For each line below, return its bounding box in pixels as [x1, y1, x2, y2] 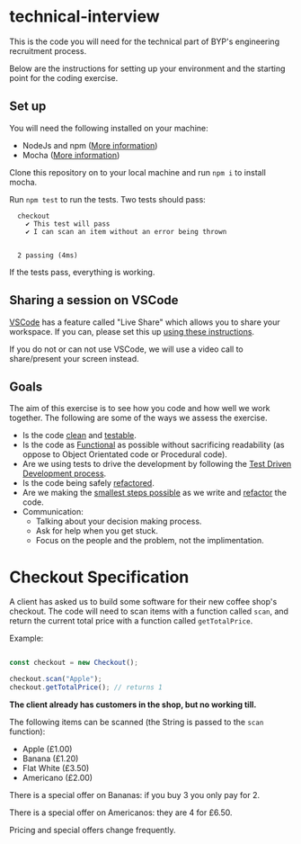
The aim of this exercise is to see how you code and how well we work [9, 403, 271, 414]
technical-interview [9, 6, 160, 27]
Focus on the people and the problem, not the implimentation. [35, 535, 265, 546]
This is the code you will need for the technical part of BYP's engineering [9, 36, 280, 47]
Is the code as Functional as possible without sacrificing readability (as [22, 439, 285, 451]
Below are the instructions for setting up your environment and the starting [9, 63, 286, 74]
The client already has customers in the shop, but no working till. [9, 699, 257, 710]
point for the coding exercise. [9, 72, 119, 83]
